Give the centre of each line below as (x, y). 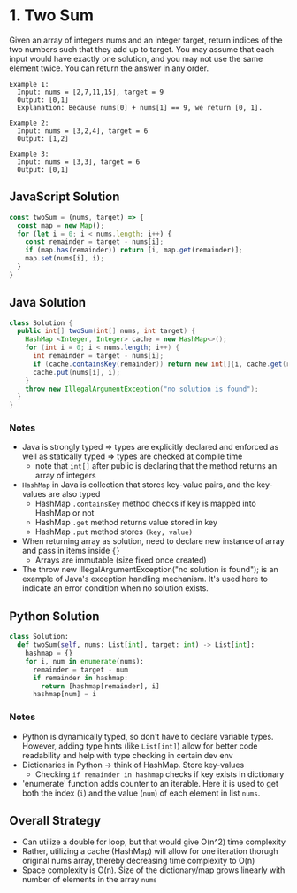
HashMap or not (65, 513)
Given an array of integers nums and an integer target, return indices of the (146, 40)
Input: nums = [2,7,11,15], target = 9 (91, 92)
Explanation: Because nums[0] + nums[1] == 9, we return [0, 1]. (140, 107)
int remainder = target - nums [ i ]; (98, 356)
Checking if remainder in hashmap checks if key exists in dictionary (160, 774)
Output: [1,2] (43, 138)
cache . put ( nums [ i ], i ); (76, 372)
